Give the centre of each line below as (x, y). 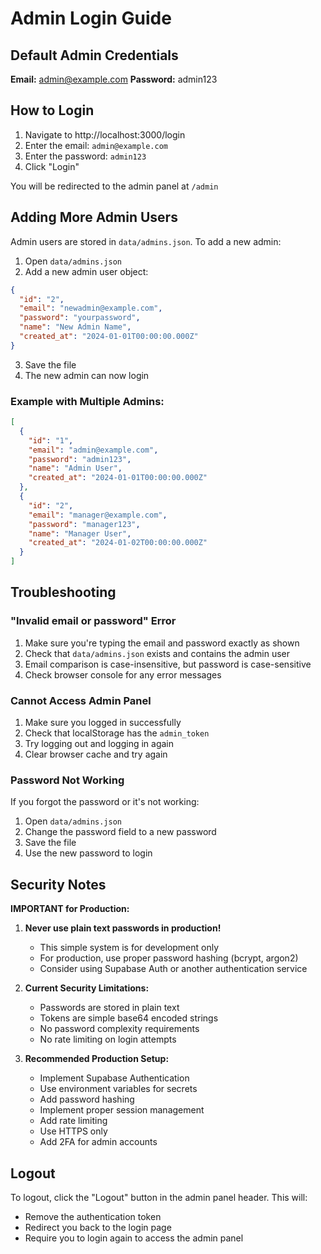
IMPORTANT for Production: (70, 909)
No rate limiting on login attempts (108, 1039)
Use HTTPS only (73, 1131)
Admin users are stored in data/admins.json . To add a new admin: (146, 241)
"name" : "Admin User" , (75, 468)
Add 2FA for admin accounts (98, 1142)
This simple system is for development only (129, 948)
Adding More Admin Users (94, 217)
